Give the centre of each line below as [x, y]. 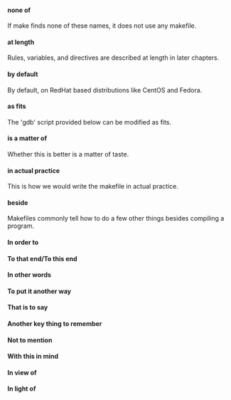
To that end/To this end [42, 258]
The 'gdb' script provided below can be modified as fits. [90, 122]
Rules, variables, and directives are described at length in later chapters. [113, 58]
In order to [23, 243]
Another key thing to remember [55, 323]
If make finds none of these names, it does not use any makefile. [102, 26]
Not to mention [30, 340]
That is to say [28, 307]
